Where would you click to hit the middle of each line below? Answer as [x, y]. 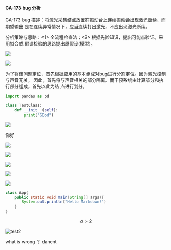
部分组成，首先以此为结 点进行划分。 [48, 86]
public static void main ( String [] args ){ [59, 197]
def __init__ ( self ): [36, 110]
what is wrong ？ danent [31, 242]
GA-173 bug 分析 [23, 8]
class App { [17, 192]
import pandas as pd [27, 96]
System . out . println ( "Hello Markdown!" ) [64, 202]
